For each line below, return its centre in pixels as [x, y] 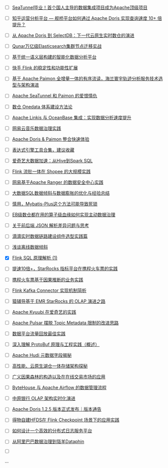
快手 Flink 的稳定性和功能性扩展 [45, 68]
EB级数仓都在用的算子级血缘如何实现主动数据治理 [64, 215]
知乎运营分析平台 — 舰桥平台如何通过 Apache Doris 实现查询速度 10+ [84, 18]
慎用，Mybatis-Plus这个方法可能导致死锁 [55, 204]
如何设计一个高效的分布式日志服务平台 [52, 431]
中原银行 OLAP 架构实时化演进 [44, 398]
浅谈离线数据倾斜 [30, 247]
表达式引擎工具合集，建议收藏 [43, 150]
